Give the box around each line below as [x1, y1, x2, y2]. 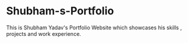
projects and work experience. [6, 30, 82, 37]
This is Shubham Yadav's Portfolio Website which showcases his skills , [6, 24, 182, 31]
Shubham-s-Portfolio [6, 4, 115, 18]
